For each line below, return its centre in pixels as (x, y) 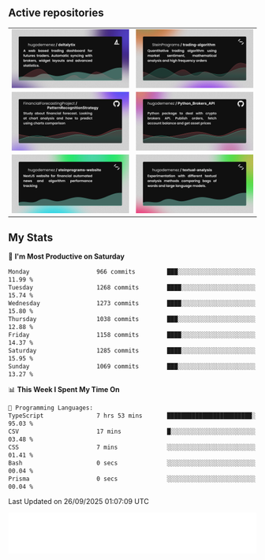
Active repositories (56, 13)
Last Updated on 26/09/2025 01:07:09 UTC (79, 502)
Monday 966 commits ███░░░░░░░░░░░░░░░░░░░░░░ (132, 272)
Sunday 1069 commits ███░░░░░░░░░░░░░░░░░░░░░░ (132, 367)
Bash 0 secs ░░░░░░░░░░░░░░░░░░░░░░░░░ (132, 463)
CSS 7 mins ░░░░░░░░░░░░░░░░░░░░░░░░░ (132, 448)
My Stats (31, 237)
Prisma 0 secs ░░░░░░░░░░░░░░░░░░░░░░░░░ (132, 479)
